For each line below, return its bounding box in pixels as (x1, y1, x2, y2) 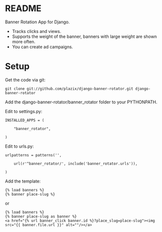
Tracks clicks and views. (12, 28, 62, 34)
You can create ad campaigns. (12, 44, 73, 50)
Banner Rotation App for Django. (5, 19, 70, 25)
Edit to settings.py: (5, 108, 43, 114)
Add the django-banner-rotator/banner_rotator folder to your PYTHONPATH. (5, 99, 158, 105)
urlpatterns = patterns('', (5, 152, 62, 158)
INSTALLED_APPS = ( (5, 117, 45, 123)
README (5, 3, 42, 14)
